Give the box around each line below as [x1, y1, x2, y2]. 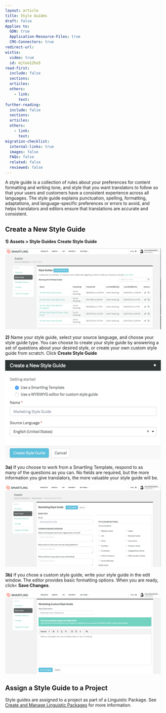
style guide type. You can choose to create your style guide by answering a [5, 340, 159, 346]
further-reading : [5, 102, 41, 107]
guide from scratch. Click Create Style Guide [5, 350, 97, 356]
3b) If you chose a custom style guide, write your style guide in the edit [5, 572, 151, 578]
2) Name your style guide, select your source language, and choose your [5, 334, 154, 340]
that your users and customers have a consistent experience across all [5, 190, 149, 195]
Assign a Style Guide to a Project [5, 684, 108, 692]
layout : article [5, 8, 39, 13]
